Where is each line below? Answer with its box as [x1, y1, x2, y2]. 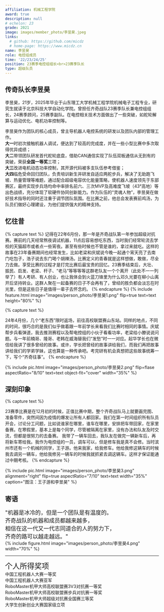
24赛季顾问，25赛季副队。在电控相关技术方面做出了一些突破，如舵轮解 [13, 111, 157, 117]
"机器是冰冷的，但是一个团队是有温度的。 [5, 509, 112, 516]
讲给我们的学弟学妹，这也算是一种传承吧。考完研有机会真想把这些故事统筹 [5, 348, 155, 353]
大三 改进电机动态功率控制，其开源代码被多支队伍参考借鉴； [5, 165, 125, 171]
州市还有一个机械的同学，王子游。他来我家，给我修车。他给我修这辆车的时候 [5, 445, 159, 451]
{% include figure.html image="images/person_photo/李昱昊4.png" [5, 541, 141, 546]
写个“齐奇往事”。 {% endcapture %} [13, 354, 86, 360]
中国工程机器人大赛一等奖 [5, 571, 57, 577]
